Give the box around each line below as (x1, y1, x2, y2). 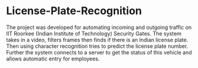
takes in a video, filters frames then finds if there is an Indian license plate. (6, 36, 188, 43)
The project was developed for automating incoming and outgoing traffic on (6, 24, 192, 31)
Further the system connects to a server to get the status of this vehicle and (6, 48, 192, 56)
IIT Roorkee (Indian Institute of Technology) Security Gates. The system (6, 30, 182, 37)
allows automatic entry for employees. (6, 55, 100, 62)
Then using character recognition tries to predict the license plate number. (6, 43, 188, 50)
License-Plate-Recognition (6, 4, 142, 18)
